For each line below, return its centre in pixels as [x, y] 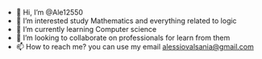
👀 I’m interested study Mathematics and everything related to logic [126, 21]
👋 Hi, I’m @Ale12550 [49, 12]
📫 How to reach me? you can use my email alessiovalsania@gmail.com [135, 47]
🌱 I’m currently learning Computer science [86, 29]
